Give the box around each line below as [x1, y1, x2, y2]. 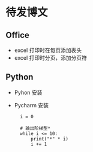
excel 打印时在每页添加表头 [14, 46, 82, 54]
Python [5, 72, 34, 82]
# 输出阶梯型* [20, 125, 51, 131]
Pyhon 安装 [14, 89, 43, 96]
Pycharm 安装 [14, 101, 49, 109]
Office [5, 30, 29, 40]
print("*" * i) [30, 136, 68, 142]
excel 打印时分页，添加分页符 [14, 54, 88, 61]
